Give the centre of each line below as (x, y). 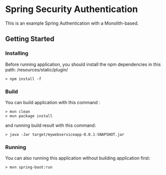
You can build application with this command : (53, 102)
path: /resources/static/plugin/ (37, 69)
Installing (17, 53)
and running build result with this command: (51, 125)
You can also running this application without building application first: (78, 158)
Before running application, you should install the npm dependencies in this (83, 64)
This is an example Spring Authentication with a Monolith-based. (72, 23)
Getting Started (30, 39)
